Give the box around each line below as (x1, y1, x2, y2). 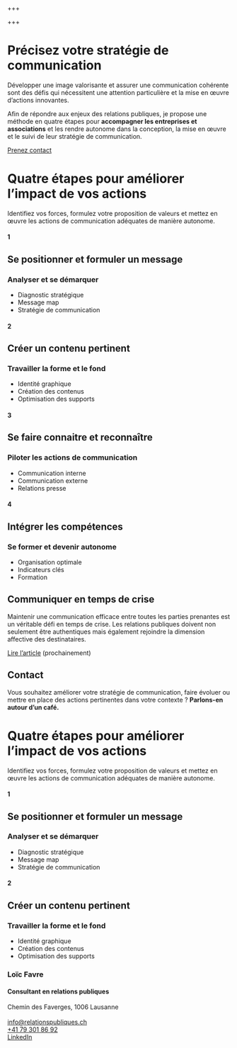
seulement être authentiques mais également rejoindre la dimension (7, 627, 205, 636)
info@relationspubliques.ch (7, 1018, 87, 1027)
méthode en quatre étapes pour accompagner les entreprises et (7, 117, 197, 125)
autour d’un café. (7, 702, 59, 712)
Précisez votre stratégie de (7, 42, 169, 59)
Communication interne (17, 469, 86, 477)
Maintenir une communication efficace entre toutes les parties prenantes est (7, 612, 231, 620)
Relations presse (17, 484, 67, 492)
